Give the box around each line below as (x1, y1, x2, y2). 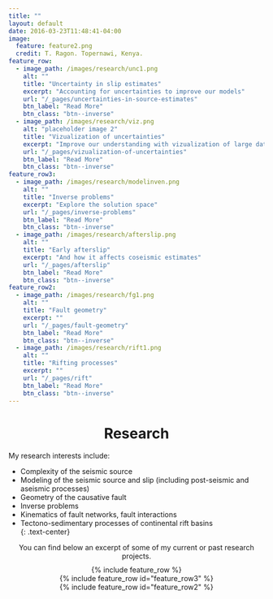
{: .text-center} (19, 527, 71, 537)
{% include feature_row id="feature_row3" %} (59, 574, 214, 584)
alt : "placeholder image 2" (23, 125, 118, 133)
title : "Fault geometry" (23, 306, 107, 314)
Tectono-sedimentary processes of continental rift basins (19, 519, 214, 528)
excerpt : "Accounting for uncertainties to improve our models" (23, 87, 245, 96)
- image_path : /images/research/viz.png (15, 118, 154, 126)
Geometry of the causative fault (19, 493, 128, 502)
